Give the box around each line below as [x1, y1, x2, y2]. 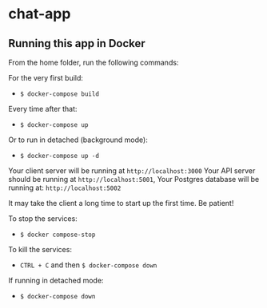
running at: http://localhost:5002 [8, 183, 122, 192]
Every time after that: [8, 105, 78, 113]
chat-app [8, 5, 71, 23]
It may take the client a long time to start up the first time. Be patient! [8, 199, 234, 207]
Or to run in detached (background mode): [8, 135, 148, 144]
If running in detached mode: [8, 276, 104, 285]
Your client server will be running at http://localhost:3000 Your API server [8, 166, 256, 176]
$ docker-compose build [19, 90, 100, 98]
